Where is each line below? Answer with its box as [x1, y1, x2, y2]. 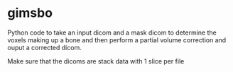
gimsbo [7, 5, 53, 21]
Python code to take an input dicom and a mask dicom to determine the [7, 28, 217, 37]
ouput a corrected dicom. [7, 43, 82, 52]
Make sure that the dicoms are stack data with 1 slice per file [7, 56, 185, 65]
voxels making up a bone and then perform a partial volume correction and [7, 35, 227, 44]
